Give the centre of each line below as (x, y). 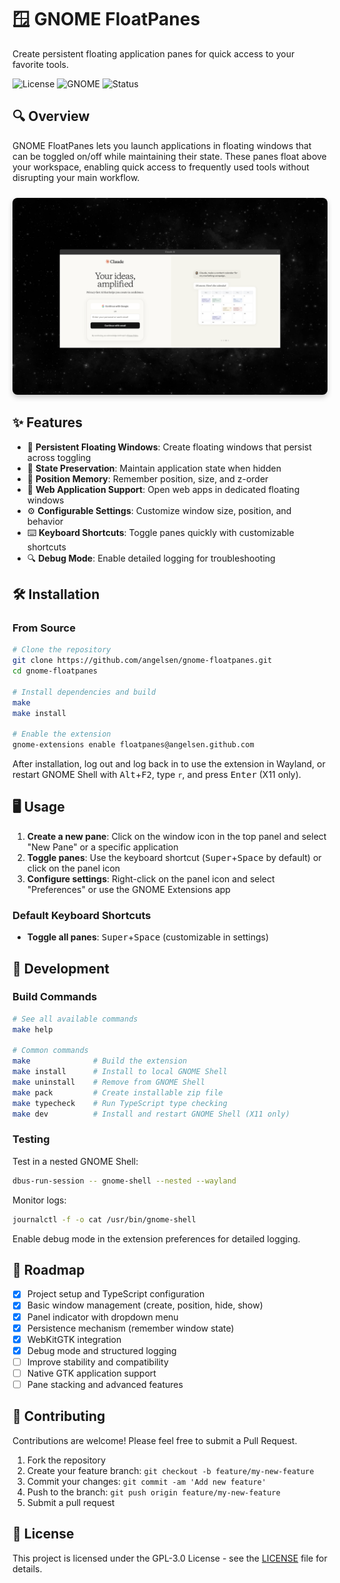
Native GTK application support (91, 1373)
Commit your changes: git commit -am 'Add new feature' (146, 1481)
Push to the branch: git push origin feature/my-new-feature (153, 1492)
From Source (44, 628)
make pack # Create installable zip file (118, 1092)
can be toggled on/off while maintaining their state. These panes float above (169, 156)
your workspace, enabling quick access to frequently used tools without (161, 167)
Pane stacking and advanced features (105, 1384)
